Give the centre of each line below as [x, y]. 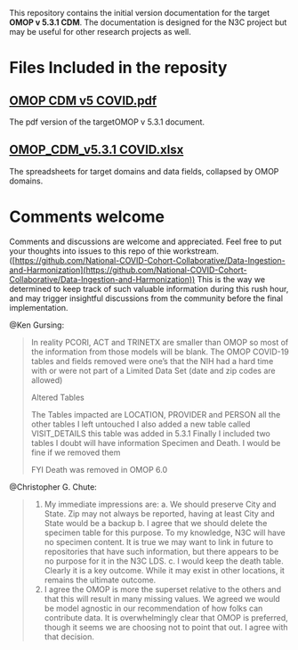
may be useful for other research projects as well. [100, 32]
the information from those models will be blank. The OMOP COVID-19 [160, 352]
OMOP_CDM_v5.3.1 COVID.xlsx [97, 150]
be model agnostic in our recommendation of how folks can [153, 608]
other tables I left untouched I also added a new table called [141, 424]
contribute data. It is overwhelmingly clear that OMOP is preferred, [166, 617]
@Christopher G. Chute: [53, 487]
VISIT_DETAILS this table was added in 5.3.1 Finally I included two [151, 433]
